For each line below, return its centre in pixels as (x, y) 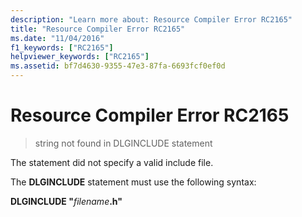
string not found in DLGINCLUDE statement (123, 143)
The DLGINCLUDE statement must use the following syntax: (133, 182)
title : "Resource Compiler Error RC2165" (98, 29)
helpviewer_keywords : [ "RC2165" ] (80, 57)
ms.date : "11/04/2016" (57, 38)
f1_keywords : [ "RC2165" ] (62, 47)
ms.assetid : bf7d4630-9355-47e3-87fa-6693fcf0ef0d (118, 66)
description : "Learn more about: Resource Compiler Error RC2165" (151, 19)
